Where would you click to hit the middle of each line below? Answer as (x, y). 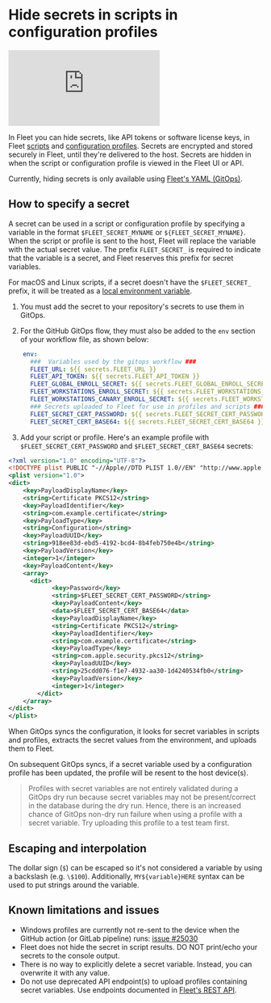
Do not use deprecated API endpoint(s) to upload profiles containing (133, 981)
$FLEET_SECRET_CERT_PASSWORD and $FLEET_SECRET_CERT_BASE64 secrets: (137, 445)
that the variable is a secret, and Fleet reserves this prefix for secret (121, 258)
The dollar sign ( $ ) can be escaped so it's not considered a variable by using (135, 867)
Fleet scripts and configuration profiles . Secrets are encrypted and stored (131, 145)
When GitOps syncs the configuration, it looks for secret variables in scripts (134, 731)
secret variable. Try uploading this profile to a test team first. (129, 823)
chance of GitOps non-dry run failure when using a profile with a (135, 815)
